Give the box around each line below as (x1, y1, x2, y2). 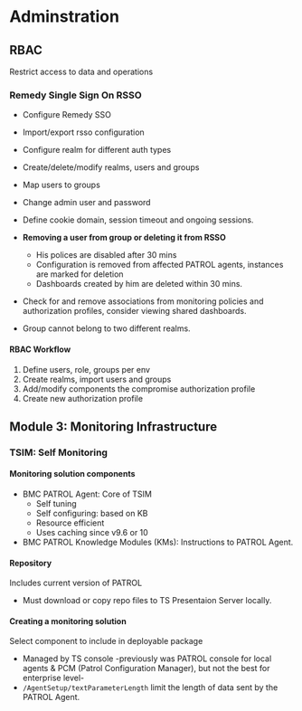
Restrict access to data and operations (9, 66, 154, 77)
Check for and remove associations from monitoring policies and (22, 296, 264, 307)
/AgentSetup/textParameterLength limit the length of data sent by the (22, 682, 278, 693)
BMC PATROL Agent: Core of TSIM (22, 488, 152, 499)
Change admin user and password (22, 197, 151, 208)
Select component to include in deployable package (9, 636, 203, 647)
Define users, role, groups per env (22, 364, 151, 374)
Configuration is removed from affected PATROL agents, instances (35, 260, 284, 270)
